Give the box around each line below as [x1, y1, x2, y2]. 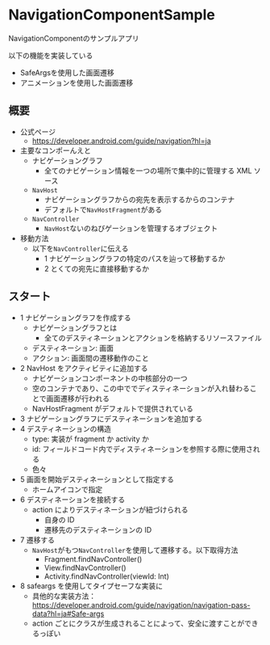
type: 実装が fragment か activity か [31, 434, 149, 444]
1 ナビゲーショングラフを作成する [19, 313, 131, 322]
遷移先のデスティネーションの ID [44, 525, 152, 534]
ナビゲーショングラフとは [31, 322, 118, 332]
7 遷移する [19, 535, 55, 545]
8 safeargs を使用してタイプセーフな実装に [19, 580, 164, 591]
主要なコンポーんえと [19, 145, 91, 155]
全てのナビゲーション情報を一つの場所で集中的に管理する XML [44, 166, 252, 175]
